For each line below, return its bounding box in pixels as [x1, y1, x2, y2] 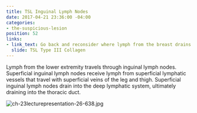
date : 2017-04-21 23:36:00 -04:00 [6, 14, 91, 20]
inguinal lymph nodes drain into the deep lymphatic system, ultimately [6, 82, 176, 89]
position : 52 [6, 31, 38, 37]
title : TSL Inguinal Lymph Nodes [6, 8, 88, 15]
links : [6, 36, 22, 42]
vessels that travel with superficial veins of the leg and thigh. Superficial [6, 76, 181, 83]
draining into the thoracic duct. [6, 88, 81, 95]
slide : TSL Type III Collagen [11, 47, 86, 53]
